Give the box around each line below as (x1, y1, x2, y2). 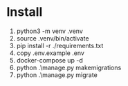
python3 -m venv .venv (16, 27, 84, 35)
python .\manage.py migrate (16, 70, 98, 79)
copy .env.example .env (16, 49, 84, 57)
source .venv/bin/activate (16, 34, 89, 42)
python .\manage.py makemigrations (16, 63, 122, 72)
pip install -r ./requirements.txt (16, 41, 104, 50)
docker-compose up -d (16, 56, 84, 64)
